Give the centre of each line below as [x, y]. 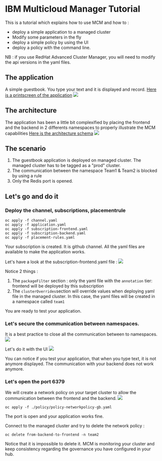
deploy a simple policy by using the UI [50, 42]
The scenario [26, 148]
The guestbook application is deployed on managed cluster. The [76, 160]
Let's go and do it [32, 196]
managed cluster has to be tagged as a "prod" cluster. [66, 166]
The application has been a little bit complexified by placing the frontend [78, 122]
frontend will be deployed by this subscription [58, 286]
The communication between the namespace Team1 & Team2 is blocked [84, 171]
